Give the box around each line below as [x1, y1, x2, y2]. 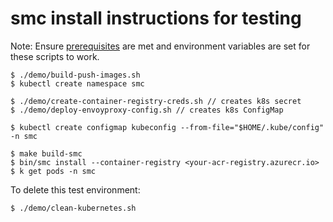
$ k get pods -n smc [10, 166, 97, 176]
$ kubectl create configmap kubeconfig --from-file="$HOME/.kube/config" [10, 122, 325, 132]
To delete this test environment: [10, 183, 141, 196]
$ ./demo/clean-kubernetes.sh [10, 203, 137, 213]
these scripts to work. [10, 50, 100, 62]
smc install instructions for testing [10, 7, 302, 30]
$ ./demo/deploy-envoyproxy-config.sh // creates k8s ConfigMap [10, 105, 284, 115]
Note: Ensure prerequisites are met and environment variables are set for [10, 40, 311, 52]
